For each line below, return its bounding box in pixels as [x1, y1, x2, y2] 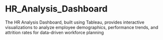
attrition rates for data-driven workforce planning [5, 29, 104, 35]
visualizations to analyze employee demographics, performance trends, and [5, 24, 158, 30]
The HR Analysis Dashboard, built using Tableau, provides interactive [5, 19, 144, 25]
